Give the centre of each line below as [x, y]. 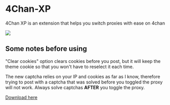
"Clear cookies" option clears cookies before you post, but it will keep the [83, 61]
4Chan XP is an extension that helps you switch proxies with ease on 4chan [85, 23]
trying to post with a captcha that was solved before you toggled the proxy [84, 82]
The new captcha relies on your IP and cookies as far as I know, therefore [83, 76]
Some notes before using [46, 49]
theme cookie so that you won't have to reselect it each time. [70, 67]
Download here [21, 97]
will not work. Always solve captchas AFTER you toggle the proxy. [75, 87]
